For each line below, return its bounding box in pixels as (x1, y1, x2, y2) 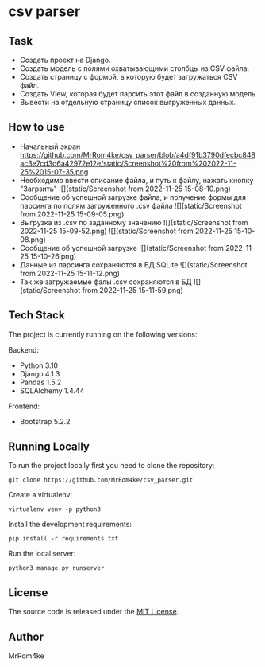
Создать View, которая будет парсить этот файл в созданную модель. (19, 89, 258, 98)
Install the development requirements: (8, 520, 132, 529)
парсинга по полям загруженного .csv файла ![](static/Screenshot (19, 201, 242, 210)
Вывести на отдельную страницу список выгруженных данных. (19, 98, 236, 107)
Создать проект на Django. (19, 55, 111, 64)
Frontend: (8, 401, 40, 411)
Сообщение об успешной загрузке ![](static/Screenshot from (19, 243, 225, 252)
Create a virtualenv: (8, 490, 73, 500)
